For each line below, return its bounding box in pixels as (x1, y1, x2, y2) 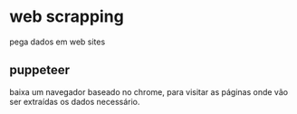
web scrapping (9, 6, 124, 27)
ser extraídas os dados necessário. (9, 96, 140, 107)
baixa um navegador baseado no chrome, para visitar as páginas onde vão (9, 86, 288, 97)
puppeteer (9, 62, 71, 78)
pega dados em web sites (9, 36, 106, 47)
